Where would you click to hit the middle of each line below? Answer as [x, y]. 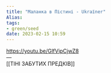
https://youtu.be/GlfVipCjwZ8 [43, 51]
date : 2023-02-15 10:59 [36, 34]
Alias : [14, 17]
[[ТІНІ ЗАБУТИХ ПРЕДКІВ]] [40, 64]
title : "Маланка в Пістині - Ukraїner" [56, 12]
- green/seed [22, 28]
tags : [13, 23]
